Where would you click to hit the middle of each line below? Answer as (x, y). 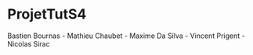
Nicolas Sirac (29, 43)
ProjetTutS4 (47, 14)
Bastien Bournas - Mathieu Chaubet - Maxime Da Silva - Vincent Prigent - (126, 36)
